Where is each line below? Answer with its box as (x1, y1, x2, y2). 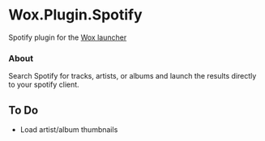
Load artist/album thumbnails (19, 125, 118, 135)
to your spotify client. (8, 79, 79, 90)
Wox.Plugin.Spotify (8, 6, 143, 24)
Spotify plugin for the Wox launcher (8, 32, 127, 42)
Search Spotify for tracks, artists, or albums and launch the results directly (8, 71, 257, 81)
